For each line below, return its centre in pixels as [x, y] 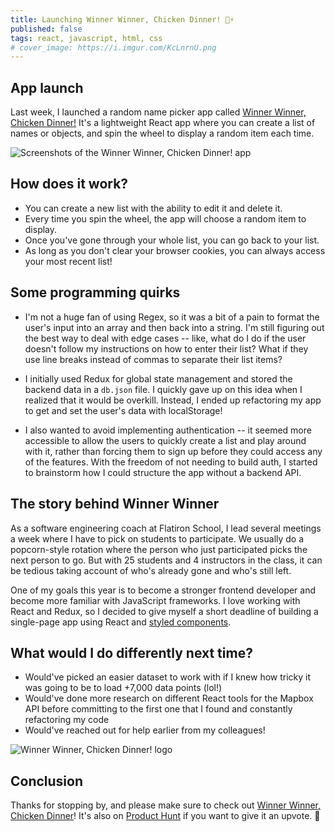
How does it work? [69, 184]
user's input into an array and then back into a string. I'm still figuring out [174, 327]
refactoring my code [67, 720]
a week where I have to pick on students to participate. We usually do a [157, 538]
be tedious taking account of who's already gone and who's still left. [151, 570]
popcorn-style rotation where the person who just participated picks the [159, 549]
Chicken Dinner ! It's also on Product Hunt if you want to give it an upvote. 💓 [165, 816]
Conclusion [47, 781]
